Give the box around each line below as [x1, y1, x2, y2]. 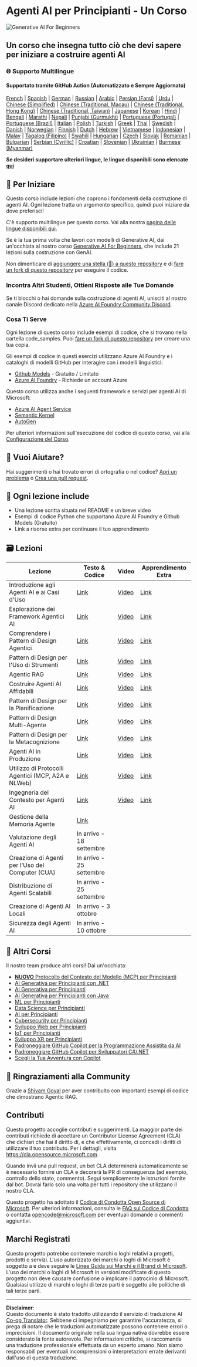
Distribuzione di [9, 882, 53, 890]
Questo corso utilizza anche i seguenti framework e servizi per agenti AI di [6, 387, 186, 394]
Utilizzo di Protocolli [9, 764, 64, 772]
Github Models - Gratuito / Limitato [14, 370, 99, 377]
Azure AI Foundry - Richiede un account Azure [14, 376, 128, 383]
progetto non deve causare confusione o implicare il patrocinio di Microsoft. [6, 1275, 189, 1282]
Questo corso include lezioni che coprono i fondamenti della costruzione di [6, 195, 188, 202]
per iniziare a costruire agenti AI [6, 50, 125, 60]
